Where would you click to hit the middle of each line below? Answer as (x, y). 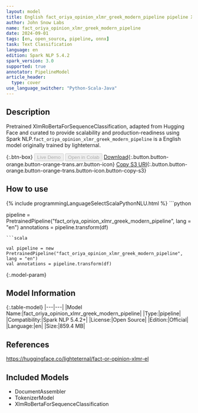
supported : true (26, 66)
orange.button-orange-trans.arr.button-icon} (60, 164)
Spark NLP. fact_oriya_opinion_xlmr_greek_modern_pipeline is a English (93, 138)
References (28, 344)
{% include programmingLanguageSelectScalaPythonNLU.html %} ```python (99, 203)
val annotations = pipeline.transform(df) (59, 264)
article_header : (26, 77)
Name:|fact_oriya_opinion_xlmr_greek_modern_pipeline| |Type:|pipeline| (94, 313)
